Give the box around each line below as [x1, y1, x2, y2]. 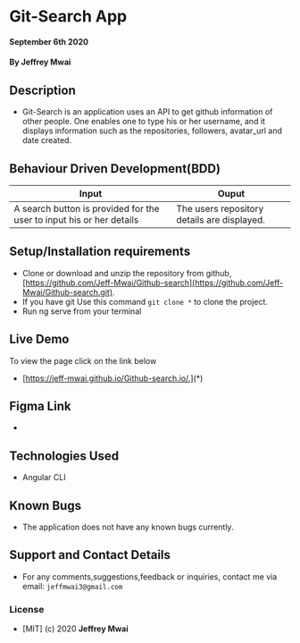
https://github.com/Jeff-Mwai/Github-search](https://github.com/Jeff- [25, 277, 284, 288]
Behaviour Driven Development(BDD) [9, 161, 221, 176]
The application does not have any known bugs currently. [21, 521, 234, 533]
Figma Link [9, 399, 71, 414]
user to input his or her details [13, 214, 139, 225]
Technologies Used [9, 448, 119, 463]
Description [9, 82, 76, 97]
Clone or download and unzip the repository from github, [21, 267, 232, 278]
